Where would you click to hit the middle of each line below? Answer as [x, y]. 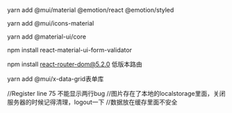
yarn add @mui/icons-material [51, 23]
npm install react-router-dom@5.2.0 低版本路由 [75, 64]
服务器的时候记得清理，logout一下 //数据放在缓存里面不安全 [92, 102]
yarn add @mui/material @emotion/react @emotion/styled [91, 10]
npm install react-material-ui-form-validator [69, 50]
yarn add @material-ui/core [47, 37]
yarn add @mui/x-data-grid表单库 [56, 79]
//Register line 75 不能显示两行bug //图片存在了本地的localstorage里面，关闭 [116, 93]
